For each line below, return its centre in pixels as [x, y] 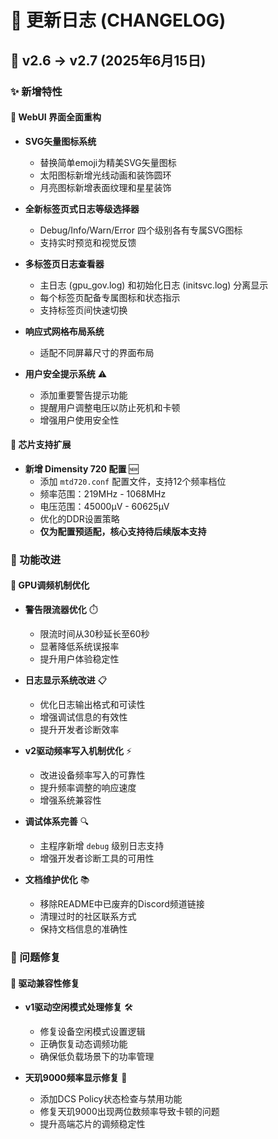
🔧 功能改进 [36, 559]
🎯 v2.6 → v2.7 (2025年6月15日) [108, 60]
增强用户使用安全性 [79, 420]
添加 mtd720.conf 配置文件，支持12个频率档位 [133, 481]
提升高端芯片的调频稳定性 [92, 1124]
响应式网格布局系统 [64, 331]
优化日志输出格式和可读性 [92, 705]
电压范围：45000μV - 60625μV [104, 506]
